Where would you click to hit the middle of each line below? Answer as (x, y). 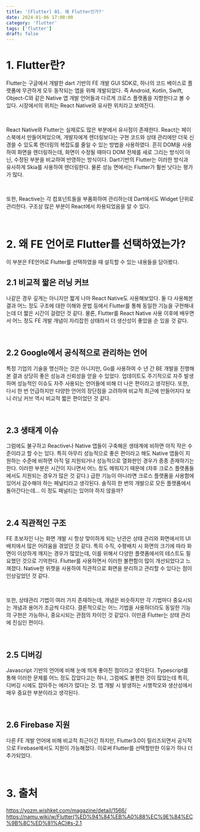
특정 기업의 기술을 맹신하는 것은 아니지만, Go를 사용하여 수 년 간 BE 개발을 (93, 368)
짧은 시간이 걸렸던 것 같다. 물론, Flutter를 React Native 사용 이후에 (101, 313)
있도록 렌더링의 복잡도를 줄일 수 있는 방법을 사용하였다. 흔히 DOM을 (102, 145)
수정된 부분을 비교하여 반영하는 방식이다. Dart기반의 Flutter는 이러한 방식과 (101, 160)
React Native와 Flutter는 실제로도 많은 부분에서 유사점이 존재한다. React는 (93, 130)
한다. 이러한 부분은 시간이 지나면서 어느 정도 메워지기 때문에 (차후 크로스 (90, 468)
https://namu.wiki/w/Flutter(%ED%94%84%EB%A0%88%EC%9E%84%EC (100, 816)
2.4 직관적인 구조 (36, 523)
